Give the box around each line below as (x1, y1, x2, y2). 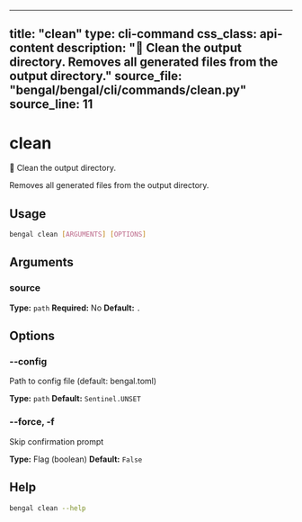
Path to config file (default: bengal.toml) (9, 375, 157, 387)
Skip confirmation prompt (9, 436, 104, 446)
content (9, 40, 55, 56)
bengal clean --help (9, 503, 87, 513)
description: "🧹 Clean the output (57, 40, 243, 56)
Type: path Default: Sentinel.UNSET (9, 393, 141, 404)
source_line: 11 (9, 96, 93, 112)
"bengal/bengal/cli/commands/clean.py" (9, 83, 247, 98)
